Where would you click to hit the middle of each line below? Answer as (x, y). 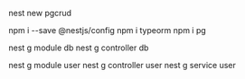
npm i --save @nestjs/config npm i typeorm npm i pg (108, 30)
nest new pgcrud (40, 13)
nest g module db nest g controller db (79, 48)
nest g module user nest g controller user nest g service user (122, 65)
